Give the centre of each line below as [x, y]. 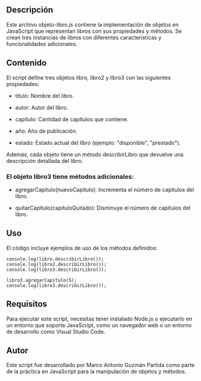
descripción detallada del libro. [45, 161]
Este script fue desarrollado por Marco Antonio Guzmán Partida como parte [100, 365]
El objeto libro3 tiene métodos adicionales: [70, 176]
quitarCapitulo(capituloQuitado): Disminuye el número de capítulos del [103, 208]
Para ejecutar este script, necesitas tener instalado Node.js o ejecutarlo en [99, 319]
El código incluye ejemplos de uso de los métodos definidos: [82, 248]
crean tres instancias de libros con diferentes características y [84, 37]
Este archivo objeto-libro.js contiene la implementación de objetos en [93, 24]
